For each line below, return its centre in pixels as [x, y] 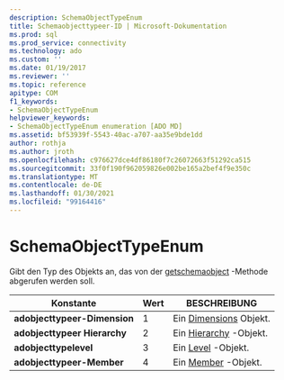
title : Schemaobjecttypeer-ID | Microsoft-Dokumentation [118, 26]
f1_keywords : [34, 101]
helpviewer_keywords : [50, 118]
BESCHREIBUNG [222, 303]
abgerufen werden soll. [52, 281]
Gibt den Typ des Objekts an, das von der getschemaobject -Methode [139, 271]
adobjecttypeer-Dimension [74, 318]
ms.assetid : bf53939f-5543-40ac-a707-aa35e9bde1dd [106, 135]
